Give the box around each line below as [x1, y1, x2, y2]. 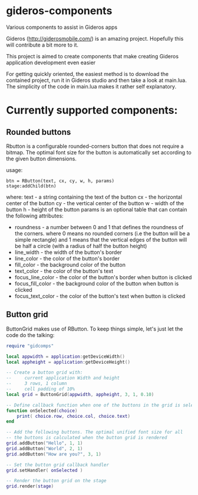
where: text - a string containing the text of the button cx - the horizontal [6, 193, 183, 200]
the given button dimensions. [6, 155, 77, 162]
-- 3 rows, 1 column [6, 381, 67, 387]
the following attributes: [6, 212, 64, 219]
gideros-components [6, 4, 113, 18]
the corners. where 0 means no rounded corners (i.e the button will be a [14, 230, 190, 237]
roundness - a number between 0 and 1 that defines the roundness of [14, 223, 184, 230]
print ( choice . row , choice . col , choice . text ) [16, 413, 131, 419]
